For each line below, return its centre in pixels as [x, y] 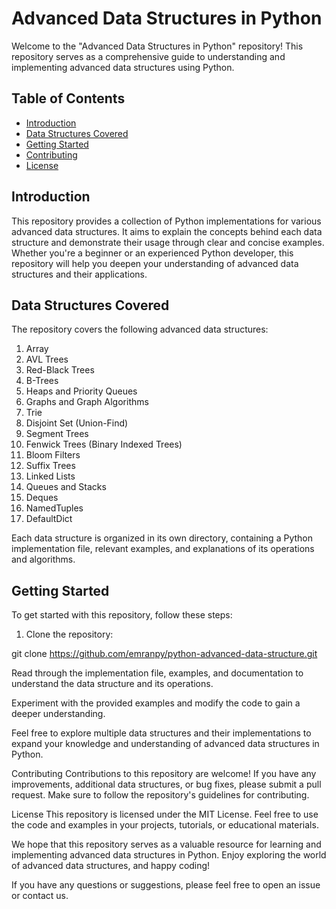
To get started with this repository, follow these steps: [122, 615]
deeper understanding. [58, 714]
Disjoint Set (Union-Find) [77, 423]
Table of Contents [68, 98]
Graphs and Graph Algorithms [87, 402]
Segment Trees [57, 434]
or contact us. [40, 896]
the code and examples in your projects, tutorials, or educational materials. [165, 825]
